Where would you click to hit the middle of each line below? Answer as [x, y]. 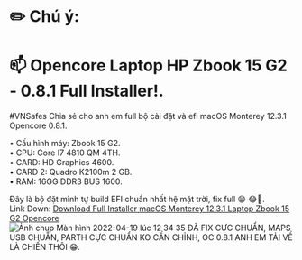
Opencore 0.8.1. [38, 125]
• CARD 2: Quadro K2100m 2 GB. [71, 172]
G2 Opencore [35, 218]
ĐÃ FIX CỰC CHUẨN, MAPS [239, 228]
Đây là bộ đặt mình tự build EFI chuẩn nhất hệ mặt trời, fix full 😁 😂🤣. [137, 200]
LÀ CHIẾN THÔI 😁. [45, 247]
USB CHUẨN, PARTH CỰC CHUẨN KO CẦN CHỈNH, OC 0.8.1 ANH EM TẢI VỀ [151, 237]
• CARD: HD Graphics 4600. [62, 162]
